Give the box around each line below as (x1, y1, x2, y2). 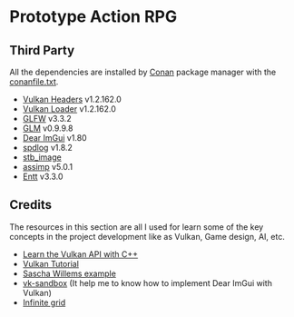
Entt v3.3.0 (22, 171, 64, 182)
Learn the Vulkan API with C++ (22, 248, 139, 260)
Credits (9, 197, 53, 213)
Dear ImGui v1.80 (22, 133, 88, 143)
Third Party (9, 43, 75, 58)
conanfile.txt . (9, 76, 59, 87)
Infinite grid (22, 297, 66, 308)
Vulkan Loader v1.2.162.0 (22, 104, 116, 114)
